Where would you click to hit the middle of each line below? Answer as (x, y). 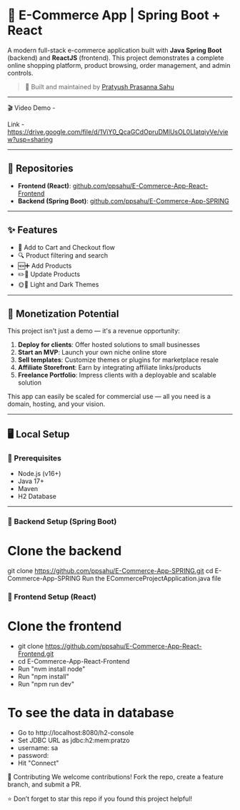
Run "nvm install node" (51, 669)
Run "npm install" (43, 676)
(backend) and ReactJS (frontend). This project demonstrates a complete (116, 58)
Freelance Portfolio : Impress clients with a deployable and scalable (117, 375)
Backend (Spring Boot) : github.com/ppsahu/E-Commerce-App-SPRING (124, 201)
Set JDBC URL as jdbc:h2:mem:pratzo (74, 740)
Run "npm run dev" (46, 684)
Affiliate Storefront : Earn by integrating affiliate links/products (109, 368)
